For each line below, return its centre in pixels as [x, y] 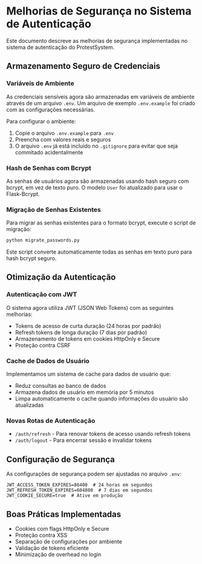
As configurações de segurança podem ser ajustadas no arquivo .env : [94, 474]
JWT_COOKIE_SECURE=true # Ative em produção [64, 496]
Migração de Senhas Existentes [54, 209]
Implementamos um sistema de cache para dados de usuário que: [89, 374]
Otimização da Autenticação [61, 277]
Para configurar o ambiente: [41, 121]
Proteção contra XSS [41, 535]
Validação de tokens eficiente [52, 548]
